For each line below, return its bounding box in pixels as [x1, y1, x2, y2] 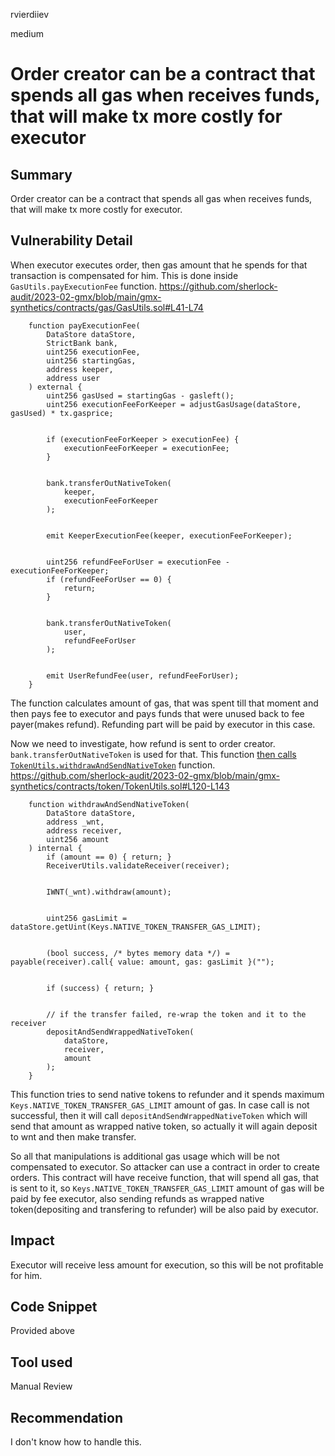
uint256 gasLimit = [46, 913, 128, 923]
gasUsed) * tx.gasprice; [10, 408, 114, 418]
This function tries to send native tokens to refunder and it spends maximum [10, 1088, 325, 1100]
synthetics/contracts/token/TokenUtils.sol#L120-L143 [10, 780, 230, 792]
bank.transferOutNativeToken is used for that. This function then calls [10, 748, 297, 760]
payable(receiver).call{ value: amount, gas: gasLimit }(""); [10, 957, 275, 967]
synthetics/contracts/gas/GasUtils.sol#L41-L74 [10, 301, 204, 313]
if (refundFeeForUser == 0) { [46, 574, 172, 584]
